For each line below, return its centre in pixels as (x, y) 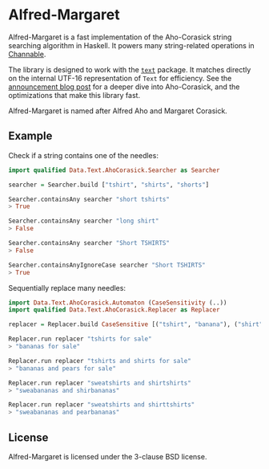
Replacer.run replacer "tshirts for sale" (80, 339)
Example (30, 136)
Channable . (27, 54)
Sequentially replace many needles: (67, 288)
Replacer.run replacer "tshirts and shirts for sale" (100, 361)
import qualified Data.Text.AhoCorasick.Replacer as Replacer (114, 310)
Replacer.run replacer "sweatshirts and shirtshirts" (100, 383)
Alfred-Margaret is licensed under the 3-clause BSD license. (108, 456)
